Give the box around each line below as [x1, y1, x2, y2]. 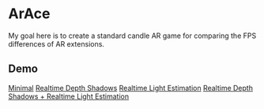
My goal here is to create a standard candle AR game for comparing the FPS [8, 31, 257, 40]
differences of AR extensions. [8, 39, 105, 48]
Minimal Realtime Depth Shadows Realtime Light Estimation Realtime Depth [8, 83, 253, 92]
